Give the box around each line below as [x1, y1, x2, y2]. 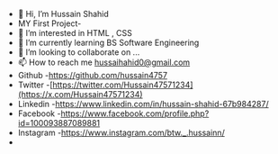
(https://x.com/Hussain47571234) [17, 89, 143, 99]
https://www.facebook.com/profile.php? [60, 108, 210, 119]
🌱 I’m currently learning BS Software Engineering [17, 37, 200, 48]
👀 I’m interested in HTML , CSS [17, 28, 132, 38]
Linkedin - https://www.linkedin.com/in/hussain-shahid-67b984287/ [17, 99, 269, 109]
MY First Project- [17, 18, 82, 29]
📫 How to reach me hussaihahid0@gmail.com [17, 57, 191, 68]
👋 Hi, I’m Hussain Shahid [17, 9, 110, 19]
